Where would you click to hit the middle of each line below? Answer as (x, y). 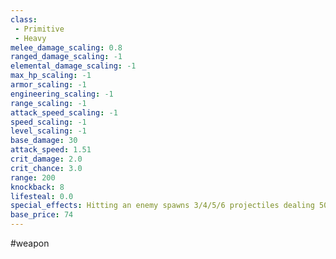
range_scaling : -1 (48, 103)
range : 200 (33, 177)
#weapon (30, 243)
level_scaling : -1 (48, 131)
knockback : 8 (37, 187)
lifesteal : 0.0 (42, 196)
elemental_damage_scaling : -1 (73, 66)
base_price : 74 (42, 215)
